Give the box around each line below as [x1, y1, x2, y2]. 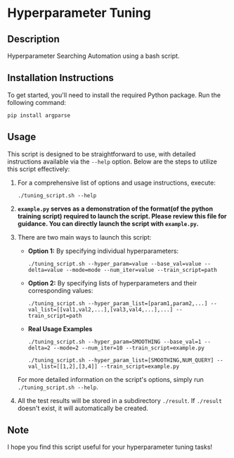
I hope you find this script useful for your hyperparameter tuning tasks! [7, 442, 213, 452]
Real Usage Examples [27, 324, 93, 333]
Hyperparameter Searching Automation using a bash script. [7, 51, 180, 60]
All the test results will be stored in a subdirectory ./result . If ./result [17, 396, 223, 404]
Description [7, 33, 60, 45]
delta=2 [27, 344, 51, 352]
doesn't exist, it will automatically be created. [17, 404, 149, 412]
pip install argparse [7, 111, 71, 119]
